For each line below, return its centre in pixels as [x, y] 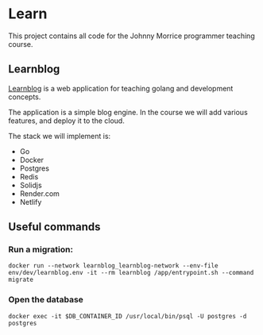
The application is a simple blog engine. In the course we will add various [128, 112]
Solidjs [31, 185]
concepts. [25, 97]
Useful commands [54, 227]
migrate [21, 280]
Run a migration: [41, 249]
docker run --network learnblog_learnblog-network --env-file [113, 266]
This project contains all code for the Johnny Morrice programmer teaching [132, 36]
